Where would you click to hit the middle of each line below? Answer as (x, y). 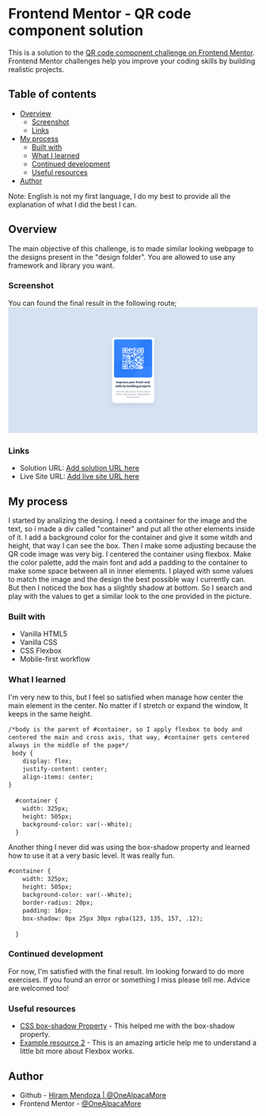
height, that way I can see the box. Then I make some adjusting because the (133, 545)
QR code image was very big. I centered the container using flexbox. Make (130, 554)
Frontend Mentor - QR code (100, 14)
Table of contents (52, 95)
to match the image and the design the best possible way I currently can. (127, 579)
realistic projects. (36, 69)
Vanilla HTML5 (44, 634)
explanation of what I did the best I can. (72, 204)
